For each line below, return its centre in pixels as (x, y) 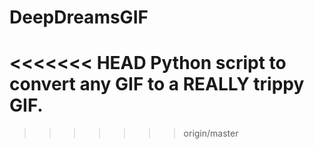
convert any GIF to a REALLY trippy (157, 84)
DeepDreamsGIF (79, 17)
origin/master (211, 133)
